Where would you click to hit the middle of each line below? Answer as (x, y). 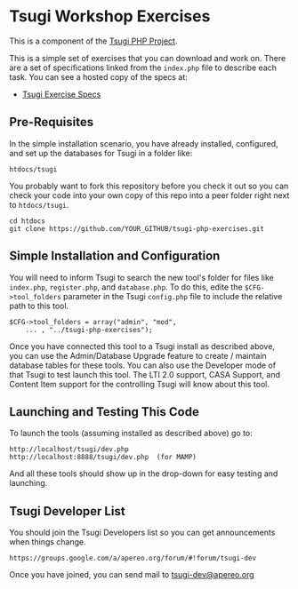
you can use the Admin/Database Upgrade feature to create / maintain (138, 355)
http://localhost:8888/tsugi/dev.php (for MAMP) (103, 458)
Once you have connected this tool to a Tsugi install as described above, (142, 346)
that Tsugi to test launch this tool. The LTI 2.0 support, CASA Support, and (145, 374)
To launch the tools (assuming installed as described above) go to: (131, 434)
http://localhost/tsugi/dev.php (69, 450)
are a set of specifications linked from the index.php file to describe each (143, 68)
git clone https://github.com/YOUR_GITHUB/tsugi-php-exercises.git (137, 228)
